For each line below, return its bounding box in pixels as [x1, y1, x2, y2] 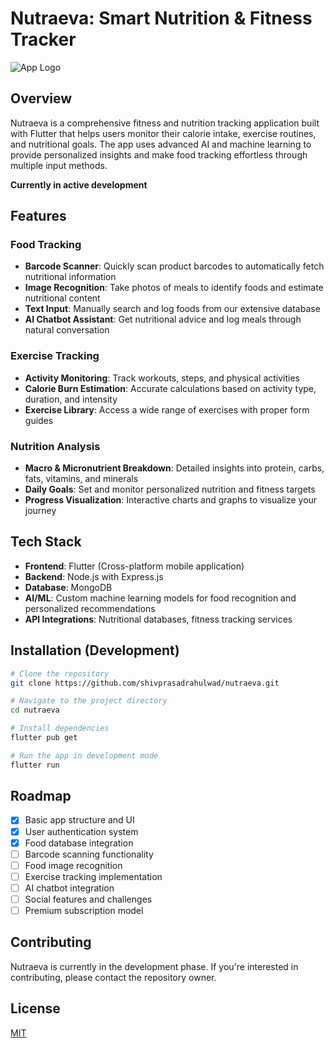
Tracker [10, 28, 77, 51]
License [10, 1000, 61, 1017]
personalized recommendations [24, 602, 156, 614]
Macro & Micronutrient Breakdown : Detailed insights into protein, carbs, [24, 462, 325, 474]
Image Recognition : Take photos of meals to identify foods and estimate [24, 282, 324, 294]
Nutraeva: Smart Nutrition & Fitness [10, 7, 313, 30]
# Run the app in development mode [10, 750, 159, 761]
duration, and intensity [24, 393, 118, 405]
